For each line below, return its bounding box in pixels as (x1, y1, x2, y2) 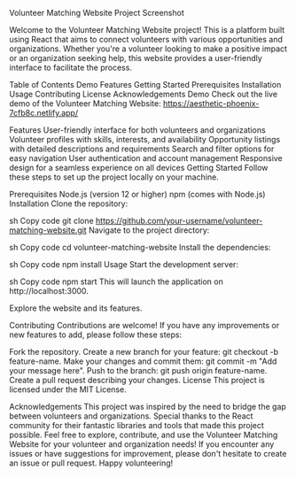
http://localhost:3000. (9, 286, 89, 296)
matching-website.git (9, 225, 87, 235)
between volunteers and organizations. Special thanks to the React (9, 411, 253, 421)
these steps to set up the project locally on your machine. (9, 172, 219, 182)
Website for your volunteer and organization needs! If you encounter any (9, 439, 275, 450)
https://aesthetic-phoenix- (162, 98, 260, 109)
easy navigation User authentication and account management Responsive (9, 153, 284, 163)
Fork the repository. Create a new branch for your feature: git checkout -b (9, 347, 279, 357)
